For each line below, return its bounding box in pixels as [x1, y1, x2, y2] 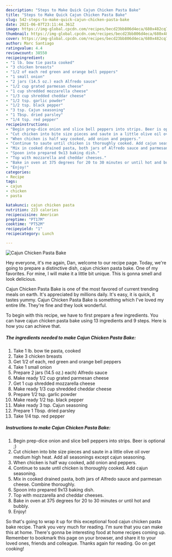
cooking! [6, 545, 24, 551]
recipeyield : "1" [6, 226, 43, 232]
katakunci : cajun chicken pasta [6, 202, 75, 208]
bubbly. [13, 503, 30, 509]
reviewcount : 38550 [6, 50, 47, 55]
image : [6, 27, 20, 32]
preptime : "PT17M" [6, 217, 45, 222]
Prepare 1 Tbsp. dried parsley [13, 407, 76, 414]
